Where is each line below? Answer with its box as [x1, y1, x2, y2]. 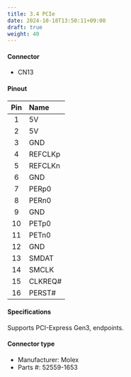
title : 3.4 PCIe [7, 10, 55, 18]
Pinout [7, 85, 28, 93]
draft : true [7, 23, 42, 31]
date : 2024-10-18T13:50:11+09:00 [7, 17, 106, 24]
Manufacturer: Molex [17, 356, 79, 364]
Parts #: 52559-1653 [17, 363, 78, 372]
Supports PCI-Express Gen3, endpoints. [7, 323, 124, 331]
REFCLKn [28, 161, 60, 171]
